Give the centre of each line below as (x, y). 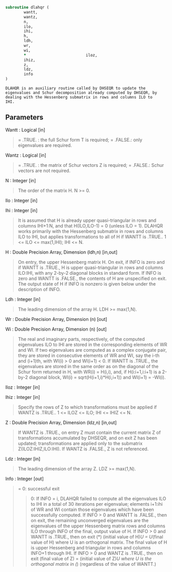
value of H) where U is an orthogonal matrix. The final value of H (99, 542)
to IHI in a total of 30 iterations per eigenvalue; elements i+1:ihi (97, 504)
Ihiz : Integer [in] (23, 397)
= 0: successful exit (39, 488)
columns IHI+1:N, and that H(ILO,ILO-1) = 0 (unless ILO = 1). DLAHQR (90, 225)
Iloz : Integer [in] (23, 387)
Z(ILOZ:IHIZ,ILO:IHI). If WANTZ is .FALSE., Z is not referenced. (83, 449)
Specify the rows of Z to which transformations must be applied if (87, 407)
